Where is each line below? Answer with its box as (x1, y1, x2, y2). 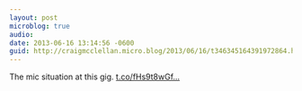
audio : (9, 30, 34, 39)
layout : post (9, 13, 58, 23)
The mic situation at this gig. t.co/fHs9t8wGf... (9, 71, 181, 82)
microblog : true (9, 22, 70, 31)
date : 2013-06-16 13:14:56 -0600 (9, 38, 135, 48)
